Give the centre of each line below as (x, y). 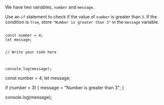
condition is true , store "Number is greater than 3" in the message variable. (82, 22)
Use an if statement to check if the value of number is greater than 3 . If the (81, 17)
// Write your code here (31, 52)
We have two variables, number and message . (50, 7)
